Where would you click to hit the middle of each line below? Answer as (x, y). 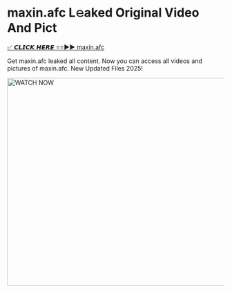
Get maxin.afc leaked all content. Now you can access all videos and (105, 61)
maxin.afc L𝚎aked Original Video (103, 13)
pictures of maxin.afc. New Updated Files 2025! (75, 68)
